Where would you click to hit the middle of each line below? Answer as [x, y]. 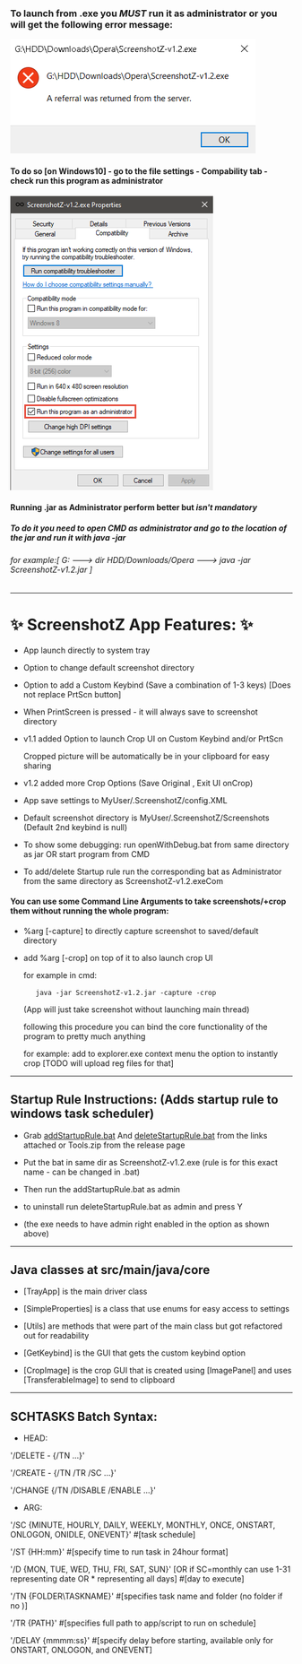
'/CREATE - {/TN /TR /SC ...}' [64, 1473]
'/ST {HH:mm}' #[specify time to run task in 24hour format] [120, 1552]
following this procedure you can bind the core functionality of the [145, 1027]
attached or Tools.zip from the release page [104, 1145]
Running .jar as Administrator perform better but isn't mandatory [134, 507]
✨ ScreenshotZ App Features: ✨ [132, 624]
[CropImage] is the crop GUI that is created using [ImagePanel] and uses [157, 1371]
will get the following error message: [91, 24]
